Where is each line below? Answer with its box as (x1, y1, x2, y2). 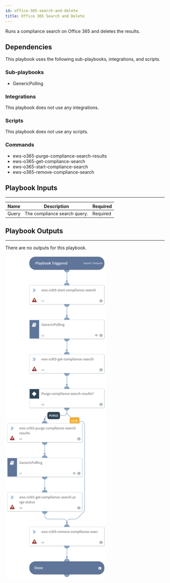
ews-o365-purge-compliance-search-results (12, 152, 107, 159)
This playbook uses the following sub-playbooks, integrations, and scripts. (5, 56, 161, 62)
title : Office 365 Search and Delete (5, 13, 85, 19)
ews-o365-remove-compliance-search (12, 169, 95, 175)
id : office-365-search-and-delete (5, 8, 78, 13)
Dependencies (5, 43, 52, 51)
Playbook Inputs (5, 183, 58, 192)
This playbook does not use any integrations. (5, 104, 99, 110)
